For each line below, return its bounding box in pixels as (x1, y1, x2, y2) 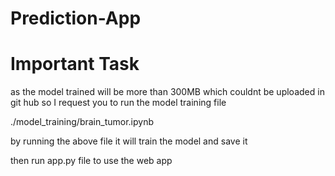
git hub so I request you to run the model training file (10, 97, 227, 109)
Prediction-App (10, 7, 142, 30)
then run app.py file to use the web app (10, 155, 173, 167)
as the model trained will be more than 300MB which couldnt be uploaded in (10, 86, 325, 98)
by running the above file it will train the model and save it (10, 135, 248, 147)
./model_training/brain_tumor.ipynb (10, 116, 155, 128)
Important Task (10, 53, 140, 76)
